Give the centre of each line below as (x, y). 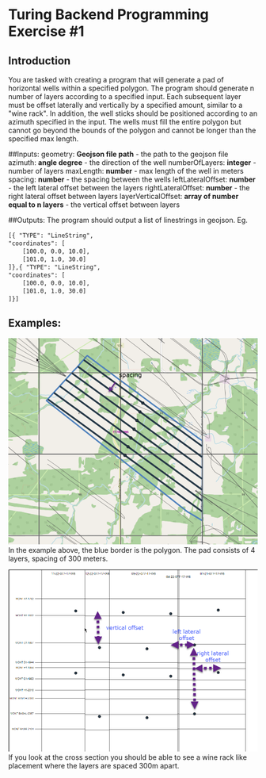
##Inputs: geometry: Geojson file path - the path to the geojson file (118, 154)
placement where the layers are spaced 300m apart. (94, 766)
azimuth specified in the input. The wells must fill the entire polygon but (125, 122)
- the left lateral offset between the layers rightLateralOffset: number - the (129, 188)
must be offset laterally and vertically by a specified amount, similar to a (125, 105)
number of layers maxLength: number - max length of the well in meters (126, 171)
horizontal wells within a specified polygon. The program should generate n (131, 88)
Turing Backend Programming (109, 15)
